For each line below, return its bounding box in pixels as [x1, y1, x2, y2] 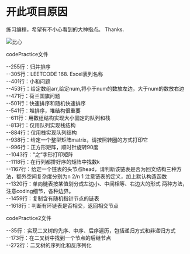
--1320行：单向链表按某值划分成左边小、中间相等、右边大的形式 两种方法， [6, 180, 188, 187]
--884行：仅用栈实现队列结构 [6, 129, 77, 136]
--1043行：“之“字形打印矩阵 [6, 150, 74, 158]
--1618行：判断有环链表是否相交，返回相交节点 [6, 202, 119, 209]
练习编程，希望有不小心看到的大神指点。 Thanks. [6, 26, 125, 33]
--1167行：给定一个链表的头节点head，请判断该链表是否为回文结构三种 [6, 165, 177, 173]
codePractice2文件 [6, 214, 51, 221]
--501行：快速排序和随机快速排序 [6, 99, 86, 107]
